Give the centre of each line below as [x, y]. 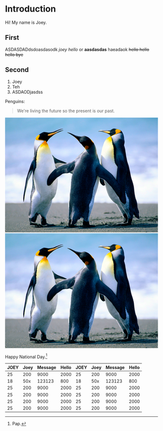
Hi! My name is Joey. [26, 22]
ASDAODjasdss [27, 92]
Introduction [31, 9]
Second [17, 70]
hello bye [14, 54]
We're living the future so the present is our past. [66, 111]
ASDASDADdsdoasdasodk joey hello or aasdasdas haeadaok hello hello [77, 49]
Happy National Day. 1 [26, 356]
